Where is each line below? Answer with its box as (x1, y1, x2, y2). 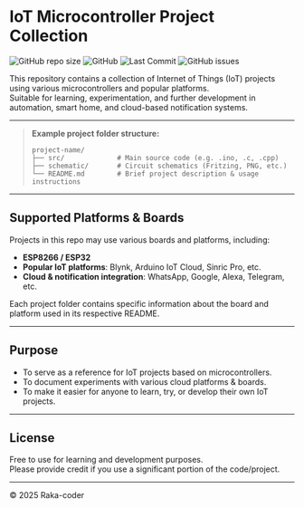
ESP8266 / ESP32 (22, 252, 91, 263)
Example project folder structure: (31, 128, 160, 139)
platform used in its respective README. (9, 308, 160, 319)
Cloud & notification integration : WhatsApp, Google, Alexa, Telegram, (22, 271, 285, 282)
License (9, 430, 55, 446)
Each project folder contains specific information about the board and (9, 298, 270, 309)
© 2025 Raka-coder (9, 490, 85, 501)
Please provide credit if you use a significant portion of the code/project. (9, 464, 280, 474)
